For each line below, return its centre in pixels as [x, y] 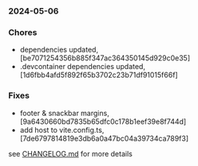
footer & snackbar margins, [64, 113]
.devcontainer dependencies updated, [83, 67]
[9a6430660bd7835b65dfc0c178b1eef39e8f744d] [103, 122]
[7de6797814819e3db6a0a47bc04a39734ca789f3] [104, 138]
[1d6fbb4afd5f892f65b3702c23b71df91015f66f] [99, 75]
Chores [23, 32]
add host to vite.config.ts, [62, 129]
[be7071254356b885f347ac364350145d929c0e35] [105, 58]
